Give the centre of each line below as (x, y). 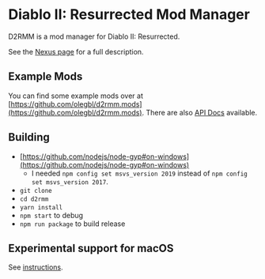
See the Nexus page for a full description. (76, 51)
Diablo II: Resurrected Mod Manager (129, 15)
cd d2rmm (34, 199)
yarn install (41, 207)
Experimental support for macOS (91, 248)
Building (29, 137)
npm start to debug (51, 215)
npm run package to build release (72, 224)
